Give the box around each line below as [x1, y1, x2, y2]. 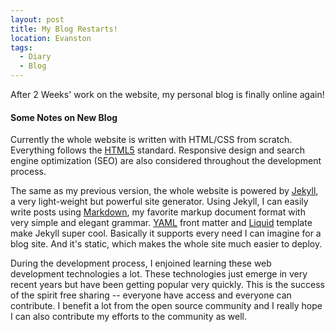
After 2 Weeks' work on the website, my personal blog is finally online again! [10, 89, 325, 100]
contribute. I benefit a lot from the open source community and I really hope [10, 300, 323, 312]
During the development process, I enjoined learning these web [10, 257, 272, 270]
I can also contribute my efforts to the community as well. [10, 311, 248, 323]
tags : [10, 42, 33, 53]
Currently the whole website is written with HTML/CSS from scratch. [10, 134, 293, 146]
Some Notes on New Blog [10, 111, 118, 123]
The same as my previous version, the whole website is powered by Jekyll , [10, 185, 319, 197]
